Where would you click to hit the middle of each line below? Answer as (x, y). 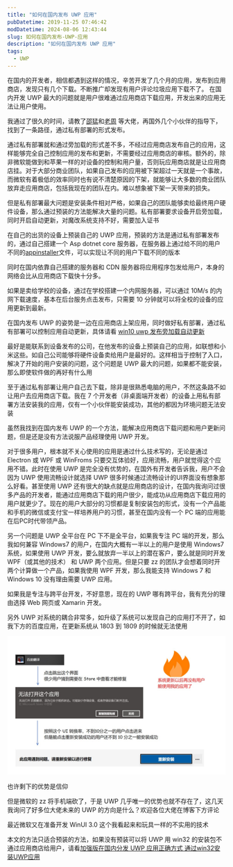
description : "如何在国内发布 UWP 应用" (62, 44)
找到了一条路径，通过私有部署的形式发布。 (68, 129)
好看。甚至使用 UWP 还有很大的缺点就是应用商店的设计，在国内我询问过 (116, 486)
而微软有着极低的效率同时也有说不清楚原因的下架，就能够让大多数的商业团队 (116, 179)
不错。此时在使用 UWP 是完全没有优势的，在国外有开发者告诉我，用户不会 (119, 469)
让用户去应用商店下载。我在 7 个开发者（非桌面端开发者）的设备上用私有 (111, 396)
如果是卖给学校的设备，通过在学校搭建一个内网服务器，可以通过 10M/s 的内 (115, 290)
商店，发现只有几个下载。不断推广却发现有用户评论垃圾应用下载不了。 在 (111, 89)
